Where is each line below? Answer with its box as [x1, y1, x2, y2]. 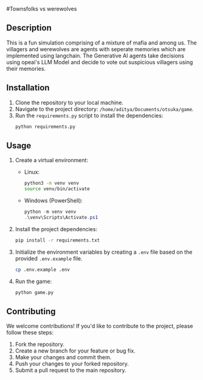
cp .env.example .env [15, 267, 70, 273]
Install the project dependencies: [15, 225, 98, 232]
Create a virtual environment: [15, 157, 88, 164]
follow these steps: [6, 329, 53, 336]
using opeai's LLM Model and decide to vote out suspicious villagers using [6, 58, 193, 66]
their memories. [6, 65, 46, 72]
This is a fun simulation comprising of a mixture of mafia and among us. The [6, 39, 197, 46]
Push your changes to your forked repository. [15, 360, 129, 368]
